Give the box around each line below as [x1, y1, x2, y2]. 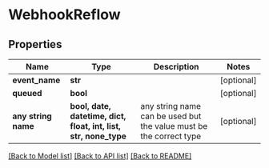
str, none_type [70, 130, 126, 142]
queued [12, 88, 42, 98]
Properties [8, 38, 62, 51]
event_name [12, 74, 61, 86]
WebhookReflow [8, 6, 122, 24]
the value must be [140, 121, 208, 131]
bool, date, [70, 101, 111, 111]
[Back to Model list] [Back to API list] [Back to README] [8, 151, 192, 161]
